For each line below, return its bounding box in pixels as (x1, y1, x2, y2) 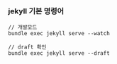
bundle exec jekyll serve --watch (8, 30, 111, 37)
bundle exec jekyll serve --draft (8, 50, 111, 57)
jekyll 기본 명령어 (8, 6, 65, 15)
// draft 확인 (8, 44, 47, 51)
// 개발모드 (8, 24, 38, 31)
